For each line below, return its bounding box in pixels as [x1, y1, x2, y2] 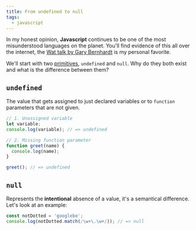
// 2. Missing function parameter [6, 137, 92, 143]
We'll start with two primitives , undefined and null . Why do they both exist [6, 60, 187, 67]
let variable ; [6, 121, 41, 127]
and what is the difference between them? [6, 66, 110, 74]
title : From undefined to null [6, 8, 83, 15]
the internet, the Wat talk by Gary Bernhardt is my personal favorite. [6, 49, 171, 56]
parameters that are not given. [6, 104, 80, 111]
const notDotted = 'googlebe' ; [6, 213, 83, 219]
